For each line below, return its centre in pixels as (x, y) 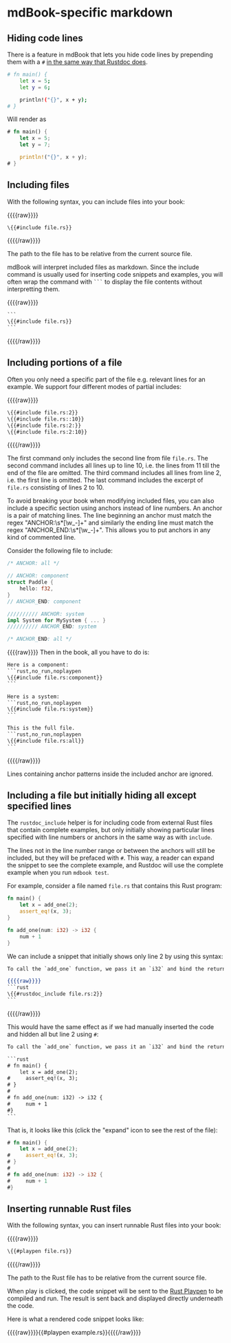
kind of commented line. (42, 538)
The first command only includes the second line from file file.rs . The (108, 458)
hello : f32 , (36, 589)
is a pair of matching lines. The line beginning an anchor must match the (109, 516)
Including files (38, 185)
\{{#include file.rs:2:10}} (47, 432)
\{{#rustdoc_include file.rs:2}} (55, 994)
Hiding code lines (45, 38)
